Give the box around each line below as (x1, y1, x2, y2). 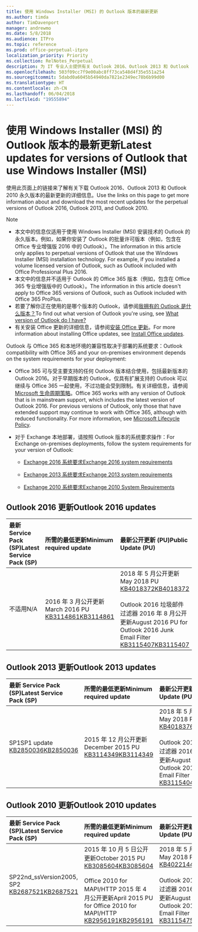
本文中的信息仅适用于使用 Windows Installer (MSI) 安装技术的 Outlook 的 (14, 228, 190, 235)
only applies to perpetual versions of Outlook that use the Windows (14, 249, 179, 257)
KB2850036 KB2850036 (9, 746, 78, 754)
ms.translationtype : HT (6, 80, 65, 86)
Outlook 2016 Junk (120, 626, 174, 634)
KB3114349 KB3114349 (84, 750, 154, 759)
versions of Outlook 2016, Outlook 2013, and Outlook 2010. (6, 204, 149, 211)
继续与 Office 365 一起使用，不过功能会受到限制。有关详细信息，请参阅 (14, 382, 189, 389)
